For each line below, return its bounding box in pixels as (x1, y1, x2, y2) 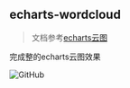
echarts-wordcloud (9, 7, 122, 22)
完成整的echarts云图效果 (9, 51, 101, 62)
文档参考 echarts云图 (31, 31, 108, 43)
